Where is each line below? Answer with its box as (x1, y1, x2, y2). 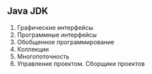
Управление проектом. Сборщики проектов (16, 59, 145, 67)
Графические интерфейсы (16, 23, 93, 31)
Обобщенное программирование (16, 37, 115, 46)
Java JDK (7, 5, 49, 17)
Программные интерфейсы (16, 31, 97, 39)
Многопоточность (16, 52, 70, 60)
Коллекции (16, 45, 49, 53)
